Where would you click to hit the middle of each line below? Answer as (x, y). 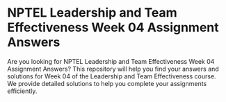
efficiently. (22, 91)
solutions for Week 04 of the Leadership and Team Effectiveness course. (112, 76)
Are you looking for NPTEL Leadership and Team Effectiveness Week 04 (111, 61)
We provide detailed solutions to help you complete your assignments (107, 83)
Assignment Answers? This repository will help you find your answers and (113, 69)
